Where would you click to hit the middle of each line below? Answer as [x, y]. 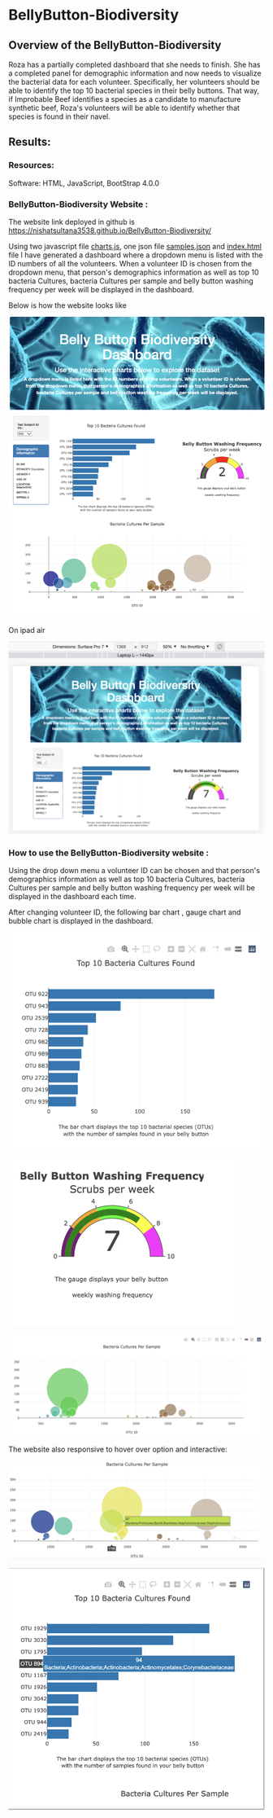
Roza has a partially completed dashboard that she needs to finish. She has [134, 64]
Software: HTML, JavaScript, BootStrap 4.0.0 [84, 183]
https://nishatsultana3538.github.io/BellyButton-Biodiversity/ [110, 231]
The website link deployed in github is [72, 222]
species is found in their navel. [60, 116]
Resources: [31, 165]
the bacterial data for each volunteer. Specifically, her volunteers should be [134, 82]
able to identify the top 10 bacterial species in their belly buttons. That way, [134, 90]
